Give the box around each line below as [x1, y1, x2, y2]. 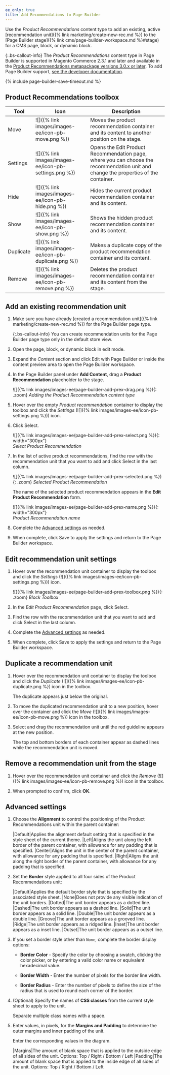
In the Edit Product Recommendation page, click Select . [12, 604, 129, 610]
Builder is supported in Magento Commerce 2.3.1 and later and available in [5, 57, 160, 64]
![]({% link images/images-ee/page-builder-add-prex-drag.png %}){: [12, 387, 157, 393]
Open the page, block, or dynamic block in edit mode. [12, 346, 125, 352]
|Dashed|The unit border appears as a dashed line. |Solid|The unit [12, 905, 150, 911]
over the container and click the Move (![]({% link [12, 709, 115, 715]
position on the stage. [90, 136, 142, 143]
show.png [35, 230, 59, 237]
